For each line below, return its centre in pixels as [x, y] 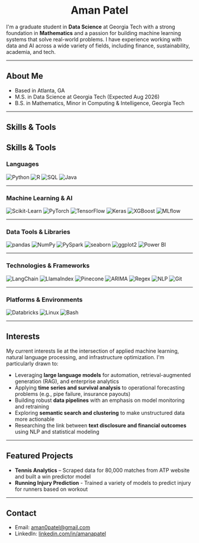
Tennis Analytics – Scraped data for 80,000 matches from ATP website [102, 470]
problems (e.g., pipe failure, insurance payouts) [73, 394]
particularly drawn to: [32, 363]
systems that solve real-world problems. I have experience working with [94, 39]
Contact [21, 513]
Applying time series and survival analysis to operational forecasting [100, 387]
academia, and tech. [31, 52]
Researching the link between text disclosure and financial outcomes [100, 425]
